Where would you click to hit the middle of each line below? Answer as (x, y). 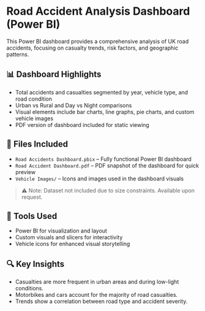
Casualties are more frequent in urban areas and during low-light (97, 282)
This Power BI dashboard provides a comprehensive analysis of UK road (98, 41)
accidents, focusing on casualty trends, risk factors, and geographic (92, 48)
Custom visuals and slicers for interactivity (69, 237)
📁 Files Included (37, 144)
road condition (34, 99)
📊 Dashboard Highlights (54, 75)
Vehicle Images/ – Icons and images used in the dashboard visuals (99, 179)
